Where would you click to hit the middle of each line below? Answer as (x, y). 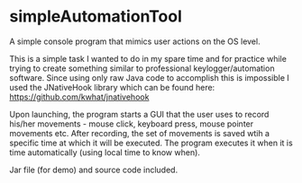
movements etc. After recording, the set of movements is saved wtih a (140, 133)
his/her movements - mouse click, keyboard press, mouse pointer (132, 124)
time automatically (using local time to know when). (105, 152)
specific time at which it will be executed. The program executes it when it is (151, 143)
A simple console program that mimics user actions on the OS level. (135, 41)
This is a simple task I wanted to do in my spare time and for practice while (148, 58)
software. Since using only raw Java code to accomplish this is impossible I (150, 77)
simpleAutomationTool (96, 17)
